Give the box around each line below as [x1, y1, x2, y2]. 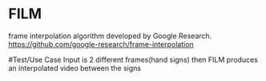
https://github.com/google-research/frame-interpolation [8, 39, 194, 48]
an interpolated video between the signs [8, 63, 142, 72]
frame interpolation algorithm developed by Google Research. [8, 31, 212, 40]
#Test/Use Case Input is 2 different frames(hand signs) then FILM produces [8, 55, 258, 64]
